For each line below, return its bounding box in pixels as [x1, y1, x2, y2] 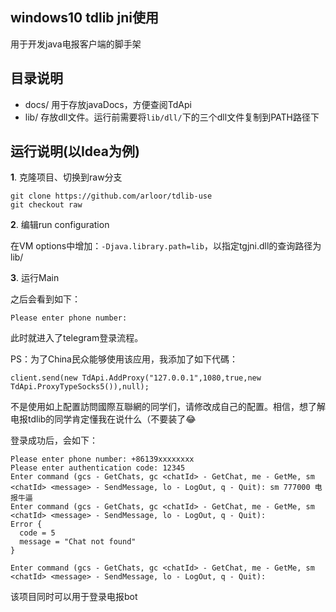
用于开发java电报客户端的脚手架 [10, 38, 142, 50]
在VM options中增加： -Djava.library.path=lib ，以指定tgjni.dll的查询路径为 [10, 240, 322, 252]
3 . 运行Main [10, 272, 60, 284]
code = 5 [19, 528, 56, 538]
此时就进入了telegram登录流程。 [10, 332, 144, 344]
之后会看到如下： [10, 293, 81, 305]
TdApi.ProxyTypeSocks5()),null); [10, 382, 150, 392]
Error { [10, 519, 43, 530]
